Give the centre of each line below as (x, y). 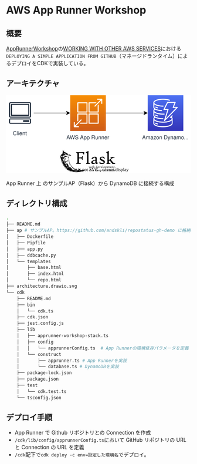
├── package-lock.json (44, 373)
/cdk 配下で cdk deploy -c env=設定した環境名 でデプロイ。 (82, 455)
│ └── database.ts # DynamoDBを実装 (68, 367)
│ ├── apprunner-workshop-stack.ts (63, 336)
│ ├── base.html (34, 268)
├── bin (26, 305)
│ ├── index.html (35, 274)
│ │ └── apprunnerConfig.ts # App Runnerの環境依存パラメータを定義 (103, 348)
